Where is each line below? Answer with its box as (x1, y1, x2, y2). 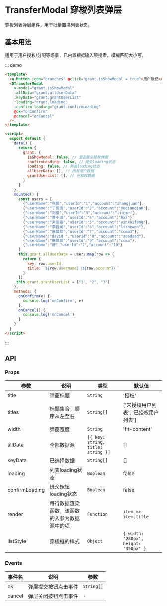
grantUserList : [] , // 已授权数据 (27, 173, 95, 178)
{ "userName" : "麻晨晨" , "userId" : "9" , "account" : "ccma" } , (23, 238, 137, 243)
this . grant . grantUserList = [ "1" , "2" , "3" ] (16, 280, 110, 285)
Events (5, 560, 22, 567)
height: (123, 541, 141, 547)
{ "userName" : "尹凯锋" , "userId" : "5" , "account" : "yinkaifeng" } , (23, 220, 150, 225)
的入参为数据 (49, 515, 80, 522)
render (7, 511, 23, 518)
